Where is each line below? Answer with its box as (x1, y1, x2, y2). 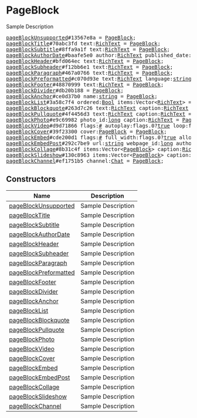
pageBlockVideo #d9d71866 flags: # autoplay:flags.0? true (6, 122, 170, 129)
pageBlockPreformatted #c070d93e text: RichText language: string (6, 75, 192, 82)
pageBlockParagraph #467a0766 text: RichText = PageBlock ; (6, 69, 174, 76)
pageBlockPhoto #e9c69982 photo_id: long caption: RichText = (6, 116, 180, 123)
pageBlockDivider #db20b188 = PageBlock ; (6, 87, 124, 94)
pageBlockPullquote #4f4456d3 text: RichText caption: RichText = (6, 110, 192, 117)
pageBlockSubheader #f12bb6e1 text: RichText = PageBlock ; (6, 63, 174, 70)
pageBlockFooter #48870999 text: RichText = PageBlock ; (6, 81, 164, 88)
